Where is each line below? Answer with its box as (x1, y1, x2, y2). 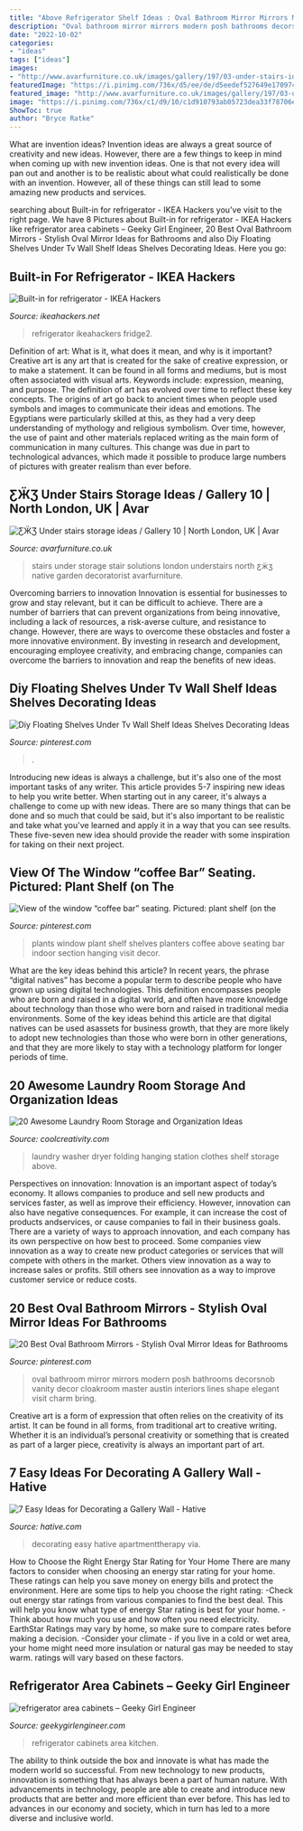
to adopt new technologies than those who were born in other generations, (9, 1033, 288, 1043)
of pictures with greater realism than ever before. (9, 460, 192, 471)
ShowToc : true (9, 106, 63, 115)
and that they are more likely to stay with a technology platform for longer (9, 1042, 282, 1053)
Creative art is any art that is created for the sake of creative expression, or (9, 354, 289, 366)
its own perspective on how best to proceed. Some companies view (9, 1236, 262, 1247)
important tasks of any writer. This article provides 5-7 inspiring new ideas (9, 781, 286, 792)
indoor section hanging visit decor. (31, 948, 161, 958)
